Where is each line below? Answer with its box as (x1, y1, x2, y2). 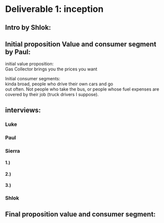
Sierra (5, 147, 20, 154)
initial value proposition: (5, 61, 54, 67)
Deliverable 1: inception (5, 3, 104, 15)
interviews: (5, 106, 41, 114)
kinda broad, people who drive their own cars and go (5, 81, 113, 87)
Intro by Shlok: (5, 23, 51, 32)
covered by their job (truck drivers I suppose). (5, 92, 99, 98)
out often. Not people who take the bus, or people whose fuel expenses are (5, 86, 160, 92)
